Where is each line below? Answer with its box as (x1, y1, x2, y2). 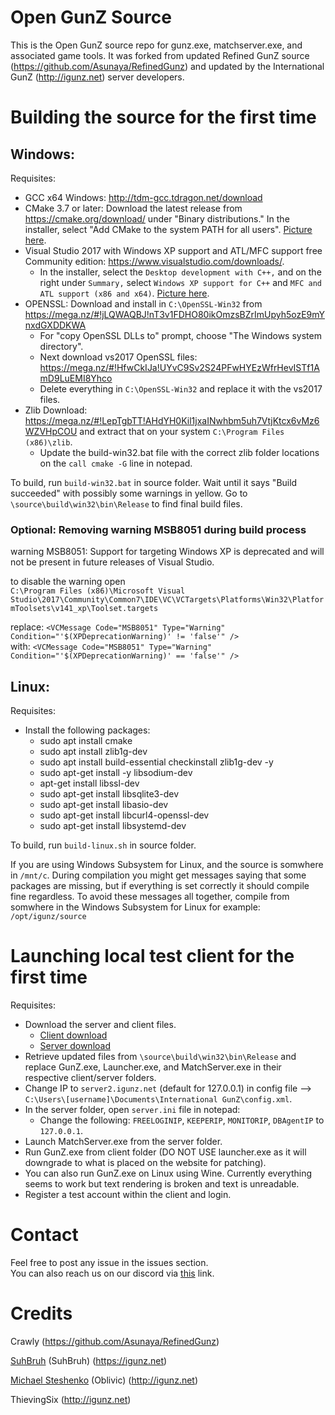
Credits (10, 1302, 73, 1325)
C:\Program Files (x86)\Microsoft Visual (10, 586, 186, 596)
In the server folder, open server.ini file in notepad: (24, 1103, 241, 1115)
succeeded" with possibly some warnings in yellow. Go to (10, 487, 248, 499)
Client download (39, 1029, 108, 1041)
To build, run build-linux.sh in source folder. (10, 839, 197, 851)
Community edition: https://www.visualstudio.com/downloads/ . (24, 255, 285, 267)
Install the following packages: (24, 724, 151, 736)
